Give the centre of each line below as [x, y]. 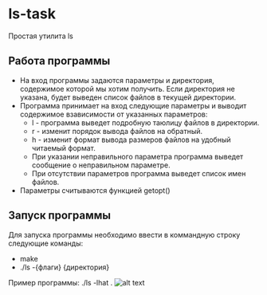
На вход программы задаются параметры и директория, [117, 80]
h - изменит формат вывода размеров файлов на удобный [131, 140]
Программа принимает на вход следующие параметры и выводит [133, 105]
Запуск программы [60, 216]
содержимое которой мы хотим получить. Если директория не [127, 88]
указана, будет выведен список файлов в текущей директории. [128, 97]
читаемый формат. [63, 147]
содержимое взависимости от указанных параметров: [114, 114]
